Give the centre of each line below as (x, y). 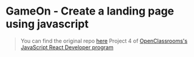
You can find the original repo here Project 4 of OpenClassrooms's (104, 41)
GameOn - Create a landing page (90, 11)
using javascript (47, 24)
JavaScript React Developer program (67, 47)
